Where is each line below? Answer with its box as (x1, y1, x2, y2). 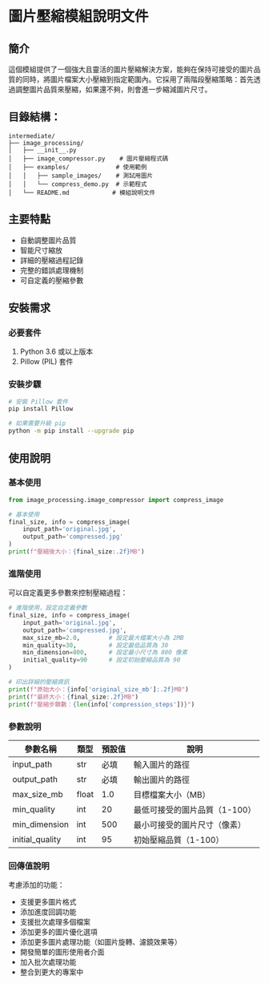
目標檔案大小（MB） (133, 789, 211, 800)
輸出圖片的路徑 (133, 774, 191, 785)
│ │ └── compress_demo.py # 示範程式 (8, 180, 147, 188)
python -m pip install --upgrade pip (8, 427, 134, 435)
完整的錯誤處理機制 (19, 265, 84, 275)
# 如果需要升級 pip (8, 419, 66, 427)
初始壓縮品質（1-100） (133, 834, 224, 845)
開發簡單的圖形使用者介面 (19, 947, 105, 957)
